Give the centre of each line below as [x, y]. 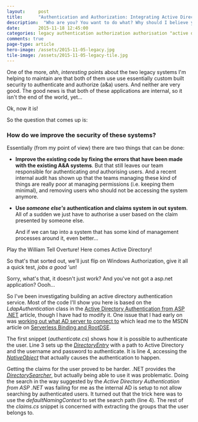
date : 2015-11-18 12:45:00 [48, 28]
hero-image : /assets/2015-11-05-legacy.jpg [61, 50]
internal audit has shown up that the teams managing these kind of [96, 177]
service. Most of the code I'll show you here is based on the [79, 302]
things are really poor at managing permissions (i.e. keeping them [95, 184]
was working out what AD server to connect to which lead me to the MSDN [98, 321]
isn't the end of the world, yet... [45, 97]
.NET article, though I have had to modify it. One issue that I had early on [95, 314]
